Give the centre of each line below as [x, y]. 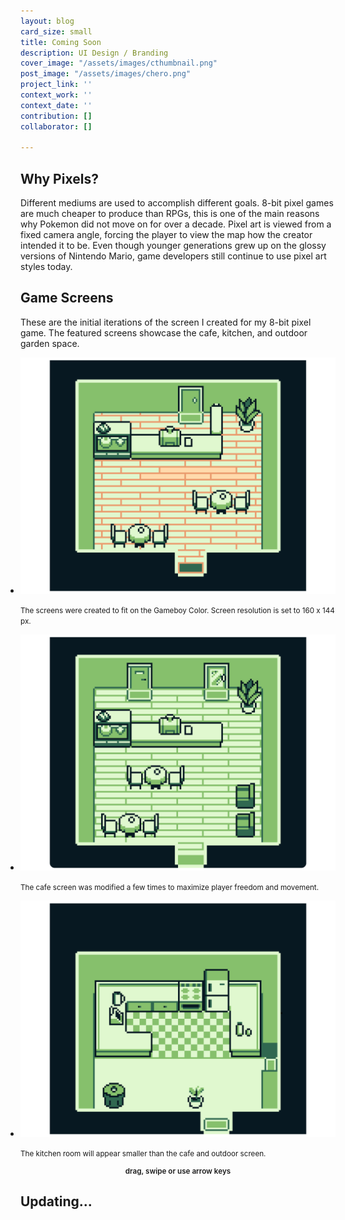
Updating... [56, 1201]
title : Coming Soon [61, 42]
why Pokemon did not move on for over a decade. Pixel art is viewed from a [176, 224]
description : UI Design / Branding [94, 53]
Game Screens [67, 298]
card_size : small [56, 31]
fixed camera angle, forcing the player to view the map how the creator [166, 235]
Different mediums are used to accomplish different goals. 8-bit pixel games [177, 203]
